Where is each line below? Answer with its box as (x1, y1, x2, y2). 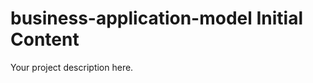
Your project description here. (10, 61, 134, 73)
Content (10, 28, 80, 51)
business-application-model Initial (10, 7, 304, 30)
